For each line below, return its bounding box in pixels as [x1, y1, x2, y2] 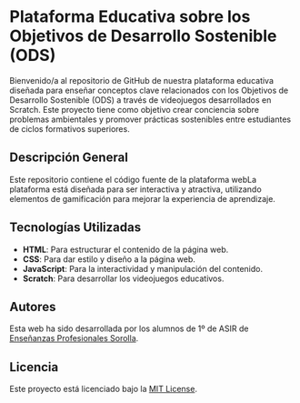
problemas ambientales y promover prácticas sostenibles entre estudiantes [9, 114, 292, 125]
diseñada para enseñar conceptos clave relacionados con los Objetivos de [9, 85, 289, 96]
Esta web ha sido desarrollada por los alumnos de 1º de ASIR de [9, 323, 249, 334]
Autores [9, 298, 56, 315]
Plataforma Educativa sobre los [9, 6, 251, 27]
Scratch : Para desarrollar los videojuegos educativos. [22, 273, 225, 284]
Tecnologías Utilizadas [9, 220, 142, 236]
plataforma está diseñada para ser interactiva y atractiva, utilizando [9, 184, 262, 195]
